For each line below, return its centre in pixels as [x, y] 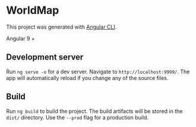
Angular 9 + [21, 38]
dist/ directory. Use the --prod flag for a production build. [77, 117]
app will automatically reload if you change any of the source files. [87, 78]
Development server [45, 57]
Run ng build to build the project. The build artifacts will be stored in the [94, 111]
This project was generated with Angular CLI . [61, 27]
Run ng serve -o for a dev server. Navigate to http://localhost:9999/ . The [98, 72]
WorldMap [33, 10]
